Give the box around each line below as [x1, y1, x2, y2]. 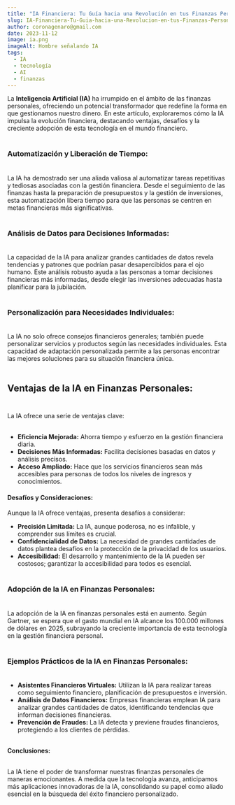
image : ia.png [7, 36, 49, 43]
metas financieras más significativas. [7, 204, 114, 212]
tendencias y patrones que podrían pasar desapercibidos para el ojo [7, 260, 204, 269]
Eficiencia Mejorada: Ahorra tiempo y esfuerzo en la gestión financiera [17, 433, 224, 441]
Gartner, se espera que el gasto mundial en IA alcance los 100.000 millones [7, 616, 225, 625]
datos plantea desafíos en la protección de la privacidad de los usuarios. [17, 545, 227, 553]
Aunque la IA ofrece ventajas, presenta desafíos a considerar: [7, 508, 185, 518]
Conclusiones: [7, 746, 51, 755]
